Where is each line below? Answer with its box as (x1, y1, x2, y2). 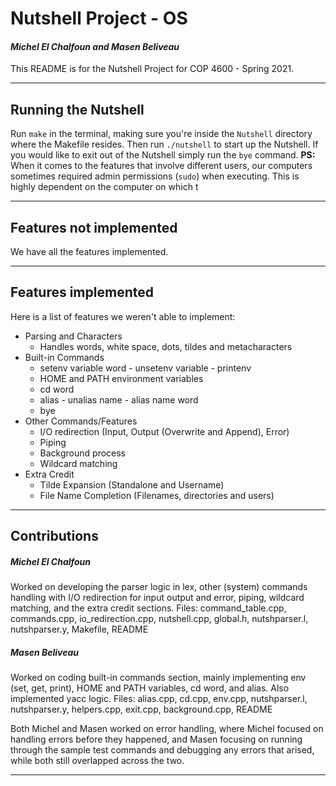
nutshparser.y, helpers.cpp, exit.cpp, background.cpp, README (10, 703, 273, 716)
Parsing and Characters (24, 330, 123, 342)
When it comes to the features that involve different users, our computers (10, 160, 313, 172)
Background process (39, 447, 127, 459)
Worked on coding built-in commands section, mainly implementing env (10, 672, 307, 684)
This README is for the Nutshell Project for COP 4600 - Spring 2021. (10, 63, 295, 75)
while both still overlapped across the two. (10, 755, 185, 767)
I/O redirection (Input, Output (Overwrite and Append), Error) (39, 425, 290, 437)
